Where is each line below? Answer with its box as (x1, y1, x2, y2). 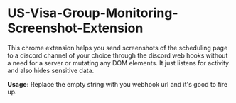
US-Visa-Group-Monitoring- (7, 5, 179, 21)
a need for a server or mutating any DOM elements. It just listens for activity (7, 58, 230, 67)
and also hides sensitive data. (7, 66, 95, 75)
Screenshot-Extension (7, 20, 144, 36)
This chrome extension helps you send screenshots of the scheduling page (7, 43, 228, 52)
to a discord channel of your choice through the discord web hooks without (7, 51, 228, 60)
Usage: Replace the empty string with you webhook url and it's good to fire (7, 80, 228, 88)
